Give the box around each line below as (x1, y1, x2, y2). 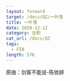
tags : (6, 41, 19, 47)
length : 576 (6, 52, 35, 58)
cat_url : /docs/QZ (6, 36, 50, 41)
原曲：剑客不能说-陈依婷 (6, 68, 65, 76)
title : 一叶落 (6, 19, 38, 25)
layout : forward (6, 8, 45, 15)
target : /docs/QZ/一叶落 (6, 14, 64, 20)
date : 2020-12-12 (6, 24, 48, 31)
